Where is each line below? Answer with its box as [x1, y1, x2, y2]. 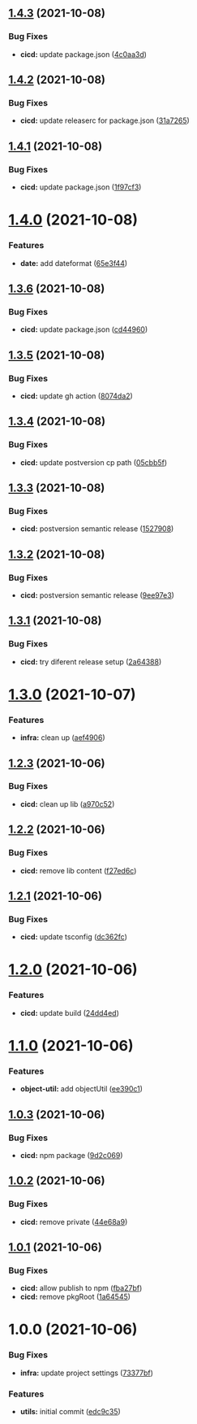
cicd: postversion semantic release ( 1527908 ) [19, 524, 174, 533]
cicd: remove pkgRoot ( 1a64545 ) [19, 1292, 131, 1302]
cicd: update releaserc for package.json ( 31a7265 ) [19, 115, 191, 125]
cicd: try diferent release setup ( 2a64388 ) [19, 656, 162, 666]
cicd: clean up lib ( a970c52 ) [19, 799, 115, 808]
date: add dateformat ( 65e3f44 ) [19, 258, 128, 268]
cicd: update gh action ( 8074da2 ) [19, 390, 134, 401]
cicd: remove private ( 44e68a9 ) [19, 1217, 128, 1226]
